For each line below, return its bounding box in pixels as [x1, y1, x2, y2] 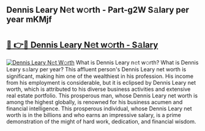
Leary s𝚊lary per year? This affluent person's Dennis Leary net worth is [6, 66, 187, 73]
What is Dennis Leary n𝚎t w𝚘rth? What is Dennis [75, 59, 199, 66]
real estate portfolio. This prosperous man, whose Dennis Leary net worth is [6, 92, 198, 99]
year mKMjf [6, 15, 52, 25]
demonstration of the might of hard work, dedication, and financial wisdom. [6, 118, 196, 125]
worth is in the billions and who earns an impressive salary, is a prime [6, 112, 182, 118]
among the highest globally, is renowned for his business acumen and [6, 99, 183, 105]
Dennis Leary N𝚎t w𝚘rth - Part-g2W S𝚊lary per [6, 5, 190, 15]
